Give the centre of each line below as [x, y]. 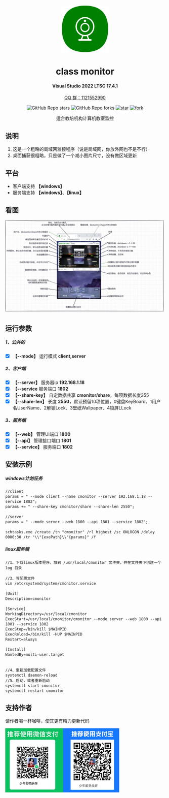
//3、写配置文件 [20, 579]
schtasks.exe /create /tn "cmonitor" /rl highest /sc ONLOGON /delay [80, 532]
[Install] [16, 650]
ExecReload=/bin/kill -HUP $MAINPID [44, 634]
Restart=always [21, 640]
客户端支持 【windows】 [38, 186]
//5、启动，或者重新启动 [28, 681]
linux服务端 [17, 549]
